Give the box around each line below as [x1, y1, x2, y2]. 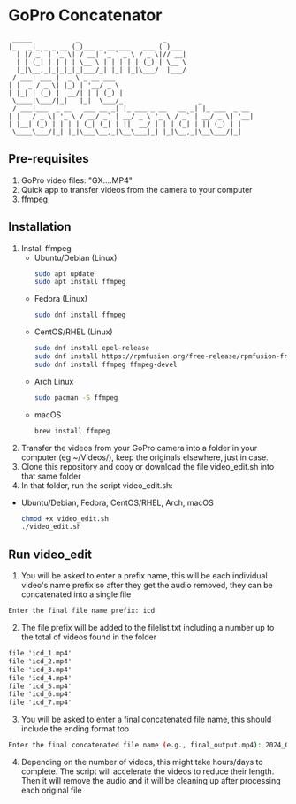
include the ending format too [20, 724, 130, 734]
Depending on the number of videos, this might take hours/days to [20, 757, 263, 767]
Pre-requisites [8, 151, 89, 166]
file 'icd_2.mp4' [8, 656, 72, 666]
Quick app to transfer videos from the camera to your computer [20, 184, 253, 195]
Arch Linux [34, 376, 74, 387]
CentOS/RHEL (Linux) [34, 326, 113, 337]
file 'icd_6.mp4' [8, 690, 72, 699]
